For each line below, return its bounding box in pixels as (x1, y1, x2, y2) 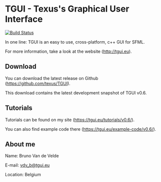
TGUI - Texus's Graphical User (5, 3, 129, 15)
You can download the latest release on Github (5, 75, 98, 81)
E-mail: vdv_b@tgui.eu (5, 162, 50, 168)
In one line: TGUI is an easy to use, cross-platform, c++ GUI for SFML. (5, 39, 145, 45)
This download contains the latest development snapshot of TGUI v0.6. (5, 90, 147, 95)
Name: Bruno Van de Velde (5, 153, 59, 159)
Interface (5, 14, 43, 25)
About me (5, 140, 35, 148)
